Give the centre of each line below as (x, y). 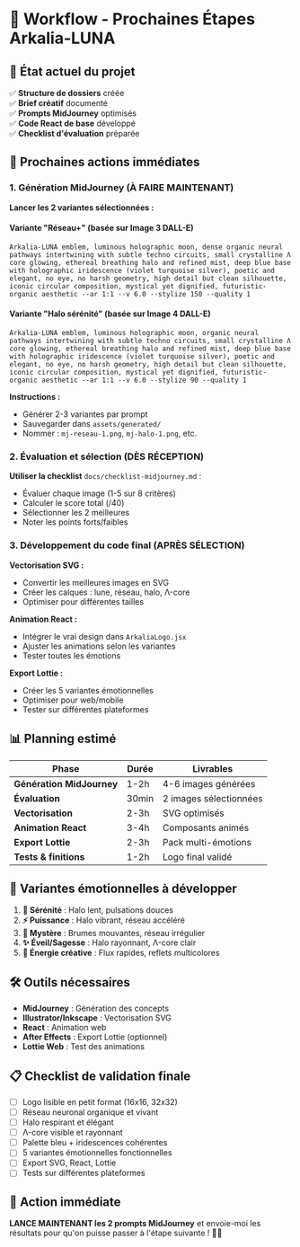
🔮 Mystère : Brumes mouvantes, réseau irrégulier (114, 933)
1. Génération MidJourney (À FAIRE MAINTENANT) (122, 188)
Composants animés (206, 827)
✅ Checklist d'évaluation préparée (75, 133)
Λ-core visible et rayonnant (72, 1133)
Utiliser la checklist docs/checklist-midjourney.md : (106, 476)
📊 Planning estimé (63, 739)
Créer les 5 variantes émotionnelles (88, 690)
